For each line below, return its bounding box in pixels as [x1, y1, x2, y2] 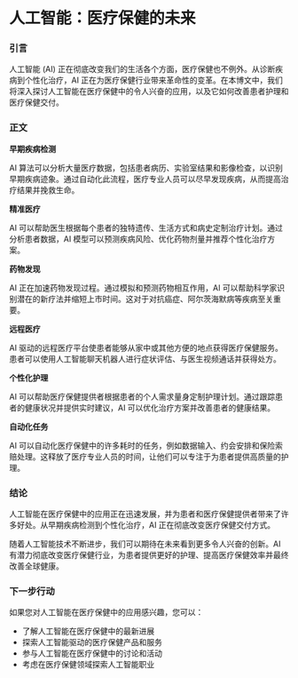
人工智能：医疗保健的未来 [9, 8, 197, 28]
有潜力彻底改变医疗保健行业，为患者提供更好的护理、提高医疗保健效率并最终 [9, 550, 289, 561]
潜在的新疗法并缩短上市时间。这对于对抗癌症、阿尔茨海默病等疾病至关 [16, 293, 273, 304]
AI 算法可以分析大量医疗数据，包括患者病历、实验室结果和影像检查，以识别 [9, 162, 284, 173]
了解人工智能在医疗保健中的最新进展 [21, 626, 155, 636]
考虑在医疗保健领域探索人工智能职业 [21, 659, 155, 670]
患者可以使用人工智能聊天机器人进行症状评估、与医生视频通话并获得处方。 [9, 353, 281, 364]
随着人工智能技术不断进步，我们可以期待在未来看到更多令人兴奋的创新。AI [9, 538, 281, 549]
